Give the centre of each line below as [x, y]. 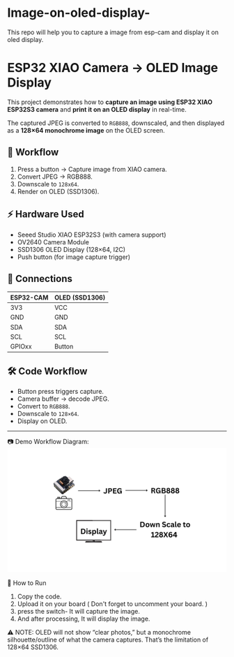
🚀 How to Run [27, 583]
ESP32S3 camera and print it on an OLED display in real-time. [97, 109]
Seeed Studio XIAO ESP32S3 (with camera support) [92, 235]
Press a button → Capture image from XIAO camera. [92, 169]
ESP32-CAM [29, 297]
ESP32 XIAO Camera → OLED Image [113, 68]
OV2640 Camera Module [53, 242]
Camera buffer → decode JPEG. [63, 399]
